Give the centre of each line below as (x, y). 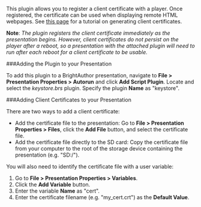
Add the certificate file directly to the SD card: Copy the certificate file (101, 142)
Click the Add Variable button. (52, 184)
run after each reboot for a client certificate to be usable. (77, 52)
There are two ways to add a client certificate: (63, 111)
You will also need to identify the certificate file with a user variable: (90, 166)
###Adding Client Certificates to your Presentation (69, 100)
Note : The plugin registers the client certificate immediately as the (88, 33)
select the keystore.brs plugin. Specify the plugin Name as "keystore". (93, 88)
